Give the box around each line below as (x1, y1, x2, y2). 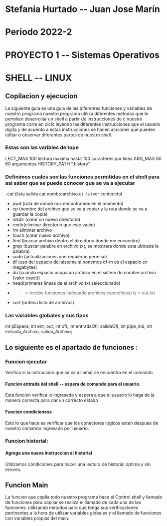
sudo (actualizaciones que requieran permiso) (12, 254, 107, 260)
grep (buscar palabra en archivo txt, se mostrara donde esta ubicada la (12, 243, 159, 249)
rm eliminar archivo (12, 227, 52, 233)
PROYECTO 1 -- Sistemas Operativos (5, 49, 160, 60)
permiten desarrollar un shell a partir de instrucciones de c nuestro (5, 116, 143, 122)
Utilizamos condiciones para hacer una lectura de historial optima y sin (5, 461, 151, 467)
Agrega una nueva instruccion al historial (5, 450, 92, 456)
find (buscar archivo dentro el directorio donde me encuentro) (12, 238, 141, 244)
